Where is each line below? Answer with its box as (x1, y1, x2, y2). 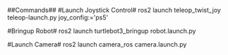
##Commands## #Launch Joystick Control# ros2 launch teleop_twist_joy (7, 6, 221, 14)
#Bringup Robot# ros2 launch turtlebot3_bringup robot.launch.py (7, 27, 196, 35)
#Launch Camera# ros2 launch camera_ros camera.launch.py (7, 40, 187, 48)
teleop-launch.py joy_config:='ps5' (7, 13, 109, 22)
